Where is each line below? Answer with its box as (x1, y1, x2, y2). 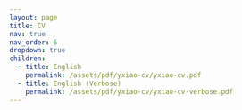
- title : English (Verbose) (17, 79, 122, 88)
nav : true (9, 29, 46, 38)
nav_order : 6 (9, 37, 58, 47)
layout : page (9, 12, 58, 22)
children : (9, 54, 46, 63)
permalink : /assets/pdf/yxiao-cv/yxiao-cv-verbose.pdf (25, 87, 234, 96)
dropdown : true (9, 46, 66, 55)
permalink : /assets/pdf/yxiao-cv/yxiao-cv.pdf (25, 71, 202, 80)
